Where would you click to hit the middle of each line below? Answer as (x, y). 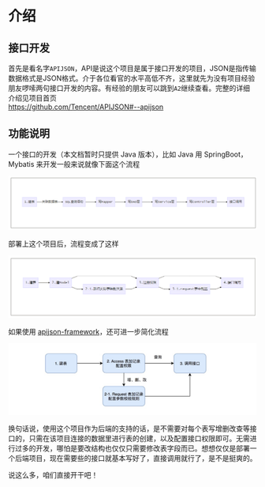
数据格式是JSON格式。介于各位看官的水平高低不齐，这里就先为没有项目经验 (132, 78)
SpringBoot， (226, 154)
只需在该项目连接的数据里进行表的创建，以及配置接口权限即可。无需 (139, 438)
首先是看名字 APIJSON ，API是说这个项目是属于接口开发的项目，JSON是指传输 (132, 68)
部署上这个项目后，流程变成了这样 (63, 244)
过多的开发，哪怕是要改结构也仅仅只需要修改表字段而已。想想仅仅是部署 (132, 448)
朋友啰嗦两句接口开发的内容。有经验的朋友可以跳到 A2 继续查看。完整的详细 (129, 88)
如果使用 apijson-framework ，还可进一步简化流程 (88, 331)
